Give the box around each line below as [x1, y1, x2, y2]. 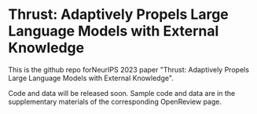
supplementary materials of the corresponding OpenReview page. [8, 97, 222, 106]
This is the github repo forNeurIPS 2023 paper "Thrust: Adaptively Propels [8, 64, 250, 74]
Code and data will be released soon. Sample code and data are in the [8, 88, 236, 97]
